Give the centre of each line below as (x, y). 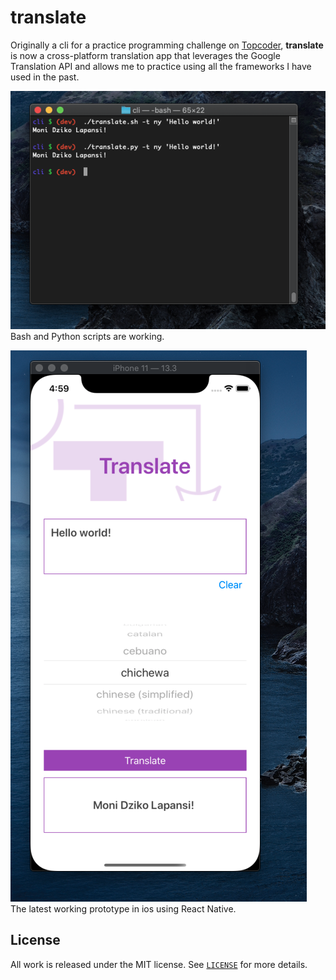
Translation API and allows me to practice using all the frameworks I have (161, 66)
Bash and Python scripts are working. (87, 336)
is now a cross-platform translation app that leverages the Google (145, 55)
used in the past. (45, 77)
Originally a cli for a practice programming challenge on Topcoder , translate (167, 45)
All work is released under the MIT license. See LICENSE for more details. (159, 964)
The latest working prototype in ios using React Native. (123, 908)
